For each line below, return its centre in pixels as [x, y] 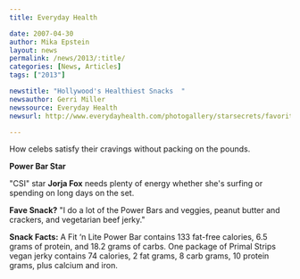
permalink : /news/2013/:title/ [67, 59]
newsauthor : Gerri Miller [57, 99]
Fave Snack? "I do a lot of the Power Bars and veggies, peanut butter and [145, 210]
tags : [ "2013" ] [37, 75]
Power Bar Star [38, 167]
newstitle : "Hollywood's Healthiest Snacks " [97, 91]
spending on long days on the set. [72, 193]
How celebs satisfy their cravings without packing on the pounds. [130, 149]
